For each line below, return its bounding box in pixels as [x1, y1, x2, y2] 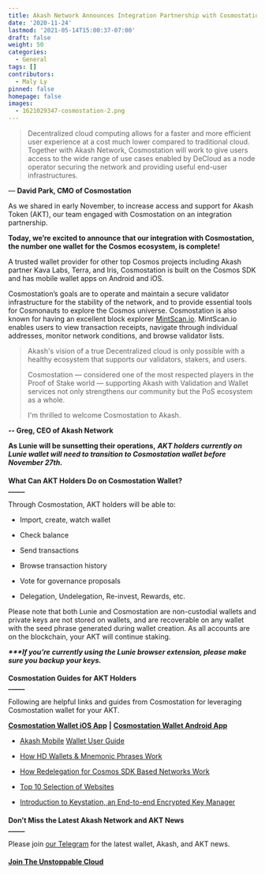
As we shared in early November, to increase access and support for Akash [8, 201, 254, 210]
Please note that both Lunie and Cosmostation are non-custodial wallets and [8, 606, 256, 616]
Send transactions [19, 546, 79, 555]
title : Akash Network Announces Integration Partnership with [8, 11, 217, 20]
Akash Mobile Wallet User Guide [19, 736, 125, 746]
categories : [8, 48, 47, 56]
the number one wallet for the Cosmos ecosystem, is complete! [8, 242, 221, 251]
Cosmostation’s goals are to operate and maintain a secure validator [8, 289, 230, 298]
